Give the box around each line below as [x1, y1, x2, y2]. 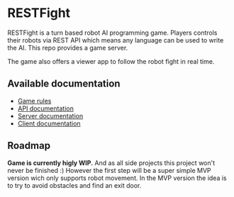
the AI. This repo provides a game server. [7, 43, 128, 52]
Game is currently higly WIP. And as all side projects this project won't [7, 158, 216, 167]
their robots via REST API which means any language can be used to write [7, 35, 224, 44]
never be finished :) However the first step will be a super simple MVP [7, 166, 211, 174]
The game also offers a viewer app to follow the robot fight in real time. [7, 57, 215, 65]
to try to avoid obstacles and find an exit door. [7, 181, 142, 189]
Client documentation [17, 119, 81, 128]
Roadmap [7, 140, 51, 152]
